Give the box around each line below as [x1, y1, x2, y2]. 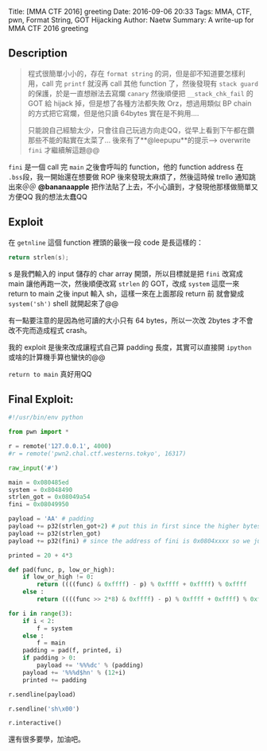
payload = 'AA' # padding [8, 515, 94, 523]
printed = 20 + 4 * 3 [8, 552, 73, 559]
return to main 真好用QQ [8, 369, 92, 378]
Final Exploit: [8, 393, 74, 406]
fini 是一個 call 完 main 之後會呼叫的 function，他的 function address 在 [8, 162, 244, 172]
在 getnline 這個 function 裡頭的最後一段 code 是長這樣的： [8, 238, 204, 247]
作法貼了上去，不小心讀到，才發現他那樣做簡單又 [98, 182, 258, 192]
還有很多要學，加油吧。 [8, 734, 85, 744]
